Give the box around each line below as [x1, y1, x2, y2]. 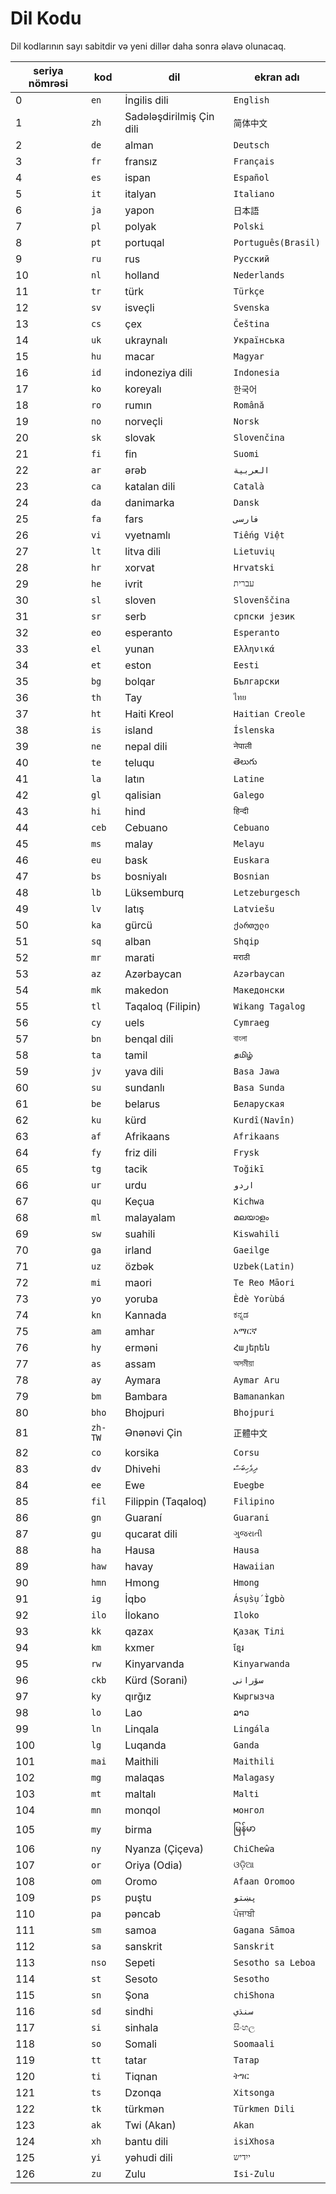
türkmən [124, 2102, 165, 2116]
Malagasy [233, 1772, 275, 1783]
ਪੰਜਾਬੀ [233, 1908, 255, 1919]
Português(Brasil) [233, 237, 321, 248]
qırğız [124, 1689, 152, 1703]
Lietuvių [233, 545, 275, 557]
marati [124, 950, 155, 964]
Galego [233, 789, 265, 801]
